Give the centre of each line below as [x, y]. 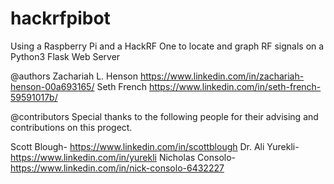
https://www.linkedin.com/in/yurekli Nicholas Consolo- [123, 157]
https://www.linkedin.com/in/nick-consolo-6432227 [117, 168]
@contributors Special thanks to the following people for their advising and [164, 116]
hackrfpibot [60, 18]
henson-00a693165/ [52, 86]
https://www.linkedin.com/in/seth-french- [235, 86]
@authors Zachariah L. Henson [74, 76]
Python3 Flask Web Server [65, 56]
